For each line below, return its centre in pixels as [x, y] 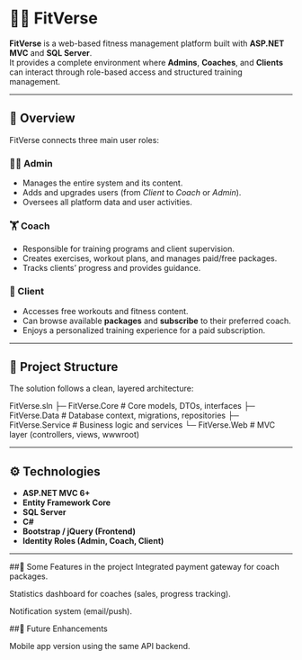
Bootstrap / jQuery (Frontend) [79, 531]
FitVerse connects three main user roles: [84, 140]
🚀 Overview [42, 118]
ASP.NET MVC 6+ [56, 493]
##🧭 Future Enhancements [58, 628]
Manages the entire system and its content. [102, 183]
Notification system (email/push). [71, 611]
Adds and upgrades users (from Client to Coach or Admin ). [132, 193]
